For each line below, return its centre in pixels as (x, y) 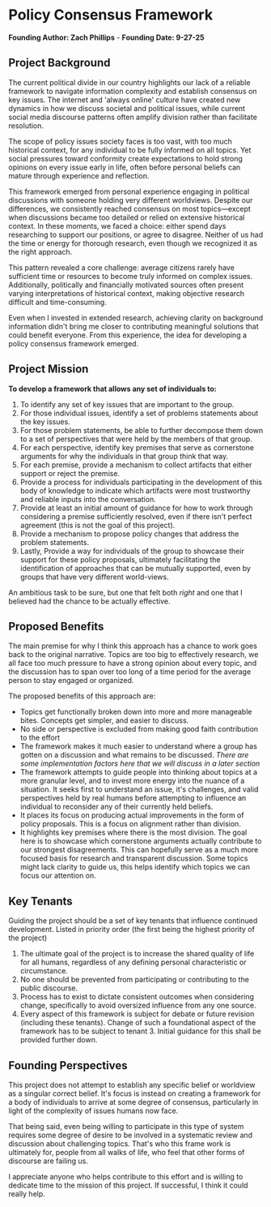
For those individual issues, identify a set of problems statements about (139, 413)
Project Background (59, 63)
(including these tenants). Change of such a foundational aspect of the (138, 1023)
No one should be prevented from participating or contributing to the (134, 980)
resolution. (26, 125)
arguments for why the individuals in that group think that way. (124, 456)
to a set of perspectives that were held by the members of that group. (136, 439)
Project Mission (49, 369)
